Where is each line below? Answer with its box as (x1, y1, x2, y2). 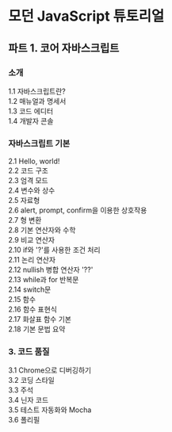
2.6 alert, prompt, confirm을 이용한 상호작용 (8, 205, 147, 215)
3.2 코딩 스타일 (8, 376, 55, 385)
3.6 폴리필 (8, 415, 40, 425)
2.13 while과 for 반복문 (8, 275, 79, 285)
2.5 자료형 (8, 196, 40, 205)
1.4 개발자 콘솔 (8, 116, 54, 125)
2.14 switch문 (8, 285, 52, 294)
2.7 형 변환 (8, 216, 42, 225)
